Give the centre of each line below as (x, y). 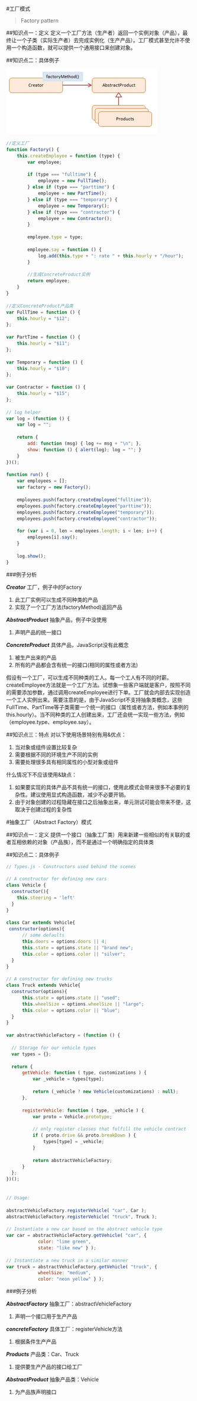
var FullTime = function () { (43, 312)
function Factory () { (33, 149)
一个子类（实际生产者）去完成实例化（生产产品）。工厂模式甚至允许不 (101, 40)
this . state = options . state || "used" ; (71, 998)
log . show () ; (31, 556)
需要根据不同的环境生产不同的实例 (56, 754)
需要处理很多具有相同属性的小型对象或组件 (67, 762)
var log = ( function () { (38, 419)
